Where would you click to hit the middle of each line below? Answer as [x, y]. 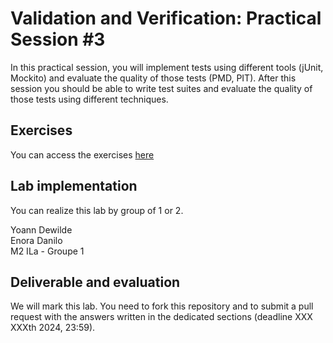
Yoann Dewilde [41, 229]
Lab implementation [74, 186]
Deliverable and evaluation [95, 282]
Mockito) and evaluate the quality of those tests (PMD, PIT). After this [153, 78]
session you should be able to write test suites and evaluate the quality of [161, 88]
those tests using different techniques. [89, 99]
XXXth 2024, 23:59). [53, 328]
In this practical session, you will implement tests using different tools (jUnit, [167, 67]
